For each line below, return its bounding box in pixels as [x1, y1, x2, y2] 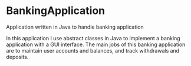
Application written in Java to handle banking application [6, 23, 144, 30]
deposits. [6, 53, 29, 60]
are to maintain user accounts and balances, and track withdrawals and [6, 47, 180, 54]
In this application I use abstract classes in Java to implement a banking [6, 34, 181, 41]
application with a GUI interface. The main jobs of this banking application [6, 41, 186, 48]
